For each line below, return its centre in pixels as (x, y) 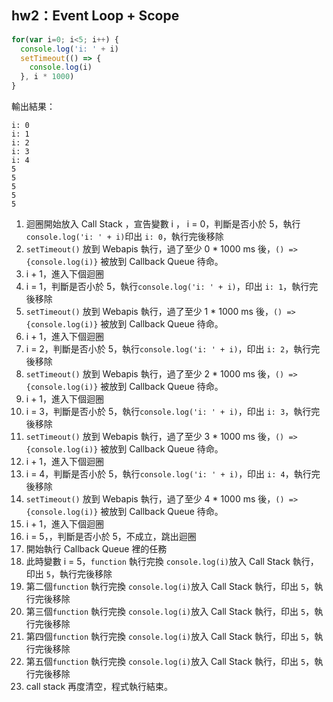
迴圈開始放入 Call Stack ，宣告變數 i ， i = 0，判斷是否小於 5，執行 (163, 224)
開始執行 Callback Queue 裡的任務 (96, 549)
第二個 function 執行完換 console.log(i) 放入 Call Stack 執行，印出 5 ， (170, 587)
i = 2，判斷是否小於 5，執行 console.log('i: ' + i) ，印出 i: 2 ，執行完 (173, 349)
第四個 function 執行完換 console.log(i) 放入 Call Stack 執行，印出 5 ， (170, 637)
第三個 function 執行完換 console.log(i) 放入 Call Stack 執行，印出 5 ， (170, 612)
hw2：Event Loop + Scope (95, 16)
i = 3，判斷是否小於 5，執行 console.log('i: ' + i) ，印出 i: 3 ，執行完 (173, 412)
